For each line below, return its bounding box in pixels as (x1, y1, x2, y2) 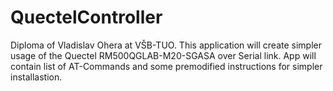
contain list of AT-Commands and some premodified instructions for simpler (10, 60, 323, 72)
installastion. (10, 71, 63, 83)
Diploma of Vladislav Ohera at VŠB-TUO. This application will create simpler (10, 39, 322, 51)
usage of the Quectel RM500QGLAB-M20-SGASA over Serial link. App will (10, 49, 317, 61)
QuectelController (10, 6, 163, 29)
